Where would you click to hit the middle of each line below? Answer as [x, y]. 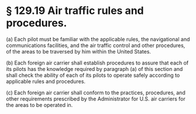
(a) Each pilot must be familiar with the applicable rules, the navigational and [98, 39]
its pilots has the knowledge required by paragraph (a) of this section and [94, 69]
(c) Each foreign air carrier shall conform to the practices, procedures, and [96, 92]
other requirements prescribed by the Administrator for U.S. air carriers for [96, 99]
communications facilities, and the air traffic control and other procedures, [96, 45]
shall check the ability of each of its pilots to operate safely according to [93, 75]
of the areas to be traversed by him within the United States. [78, 51]
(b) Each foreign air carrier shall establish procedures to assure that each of [97, 63]
